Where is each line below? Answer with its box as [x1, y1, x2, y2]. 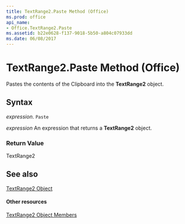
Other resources [6, 198, 47, 205]
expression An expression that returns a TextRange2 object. [6, 124, 152, 131]
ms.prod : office [6, 14, 46, 20]
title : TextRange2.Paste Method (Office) [6, 8, 109, 15]
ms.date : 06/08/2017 [6, 36, 57, 42]
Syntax [6, 97, 33, 107]
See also [6, 169, 38, 179]
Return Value [6, 139, 44, 147]
